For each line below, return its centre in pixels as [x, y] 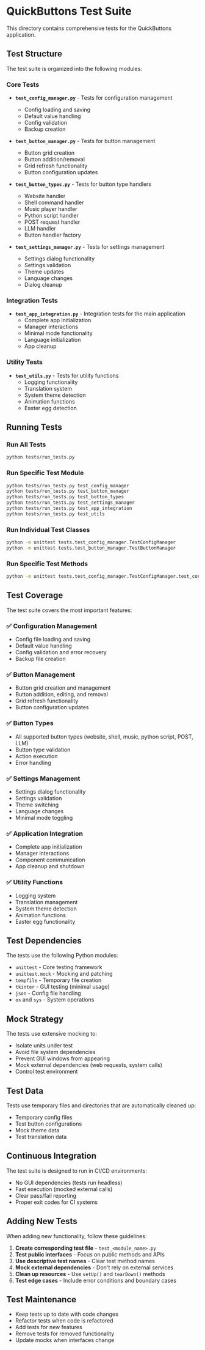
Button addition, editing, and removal [62, 695]
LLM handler [40, 229]
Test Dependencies [44, 941]
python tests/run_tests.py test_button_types [65, 497]
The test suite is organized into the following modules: [74, 68]
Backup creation [45, 129]
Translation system [48, 388]
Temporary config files [44, 1117]
